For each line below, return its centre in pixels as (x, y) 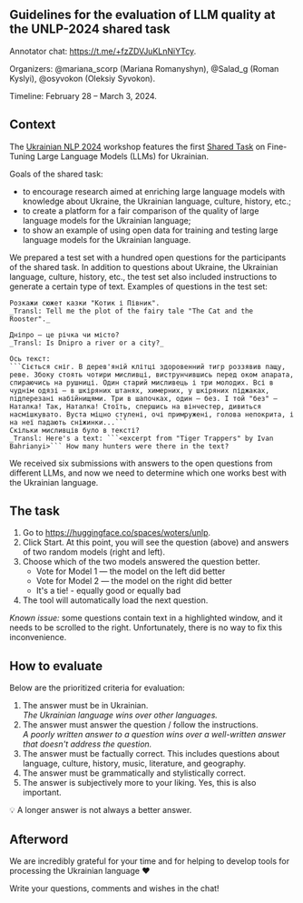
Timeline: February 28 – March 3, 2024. (83, 95)
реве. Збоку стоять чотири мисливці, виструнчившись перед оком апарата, (152, 375)
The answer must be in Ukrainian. (85, 706)
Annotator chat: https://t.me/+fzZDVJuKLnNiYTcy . (103, 51)
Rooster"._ (30, 319)
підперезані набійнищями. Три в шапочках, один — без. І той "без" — (144, 398)
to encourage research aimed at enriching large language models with (154, 191)
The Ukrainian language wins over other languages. (120, 715)
